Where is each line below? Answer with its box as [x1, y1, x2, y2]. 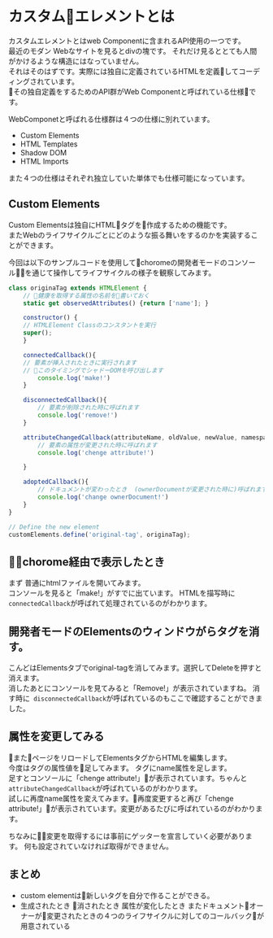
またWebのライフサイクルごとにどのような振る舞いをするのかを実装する [8, 229, 252, 240]
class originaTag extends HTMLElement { [8, 284, 148, 292]
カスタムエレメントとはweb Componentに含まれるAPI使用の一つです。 [8, 36, 245, 46]
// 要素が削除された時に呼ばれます [37, 404, 140, 412]
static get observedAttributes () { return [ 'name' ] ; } [23, 299, 209, 308]
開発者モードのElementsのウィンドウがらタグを [8, 624, 249, 639]
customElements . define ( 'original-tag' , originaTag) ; [8, 530, 191, 539]
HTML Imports [19, 156, 69, 166]
